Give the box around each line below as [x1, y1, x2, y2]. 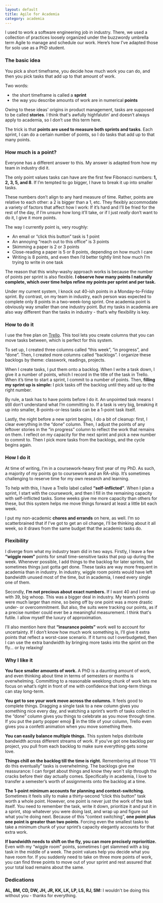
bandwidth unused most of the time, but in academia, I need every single [5, 574, 151, 580]
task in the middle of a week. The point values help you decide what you [5, 849, 149, 855]
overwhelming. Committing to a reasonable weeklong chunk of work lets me [5, 678, 157, 684]
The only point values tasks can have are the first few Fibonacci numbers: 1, [5, 174, 157, 180]
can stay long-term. [5, 688, 45, 694]
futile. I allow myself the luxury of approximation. [5, 615, 103, 620]
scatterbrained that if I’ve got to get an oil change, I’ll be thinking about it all [5, 520, 156, 526]
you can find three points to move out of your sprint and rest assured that [5, 859, 152, 865]
